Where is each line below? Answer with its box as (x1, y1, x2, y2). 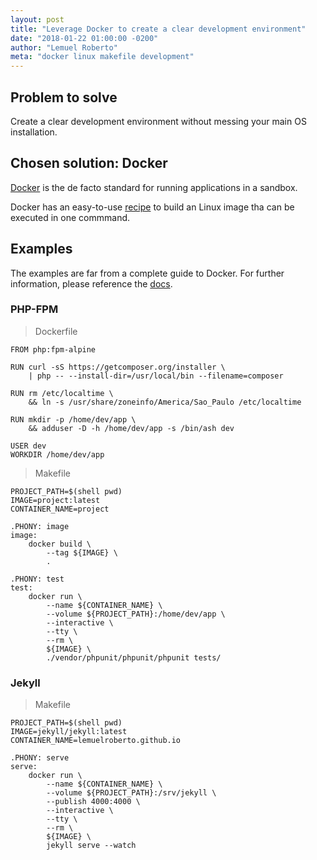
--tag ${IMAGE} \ (46, 547, 118, 558)
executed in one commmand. (10, 211, 131, 223)
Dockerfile (34, 325, 78, 337)
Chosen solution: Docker (10, 155, 168, 172)
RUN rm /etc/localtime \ (10, 388, 114, 398)
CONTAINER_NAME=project (10, 504, 110, 514)
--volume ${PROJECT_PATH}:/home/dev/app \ (46, 609, 226, 619)
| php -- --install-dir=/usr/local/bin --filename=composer (28, 371, 284, 381)
